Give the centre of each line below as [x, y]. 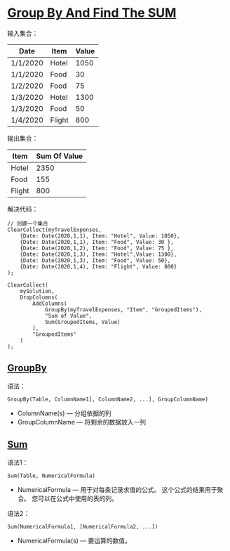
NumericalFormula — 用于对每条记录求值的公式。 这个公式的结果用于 [117, 489]
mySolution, [37, 291]
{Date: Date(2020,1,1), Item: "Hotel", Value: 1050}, [100, 236]
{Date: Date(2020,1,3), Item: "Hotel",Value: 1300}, [99, 254]
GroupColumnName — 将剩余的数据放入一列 [82, 422]
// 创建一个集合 [28, 223]
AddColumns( [50, 304]
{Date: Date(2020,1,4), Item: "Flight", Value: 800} [99, 266]
